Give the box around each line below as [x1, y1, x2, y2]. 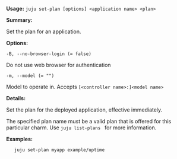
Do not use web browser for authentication [6, 62, 111, 68]
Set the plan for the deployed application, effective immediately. [6, 106, 163, 113]
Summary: [6, 17, 33, 23]
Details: [6, 95, 26, 101]
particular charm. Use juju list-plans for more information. [6, 124, 157, 131]
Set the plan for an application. [6, 28, 81, 35]
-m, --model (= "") [6, 73, 55, 79]
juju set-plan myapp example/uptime [14, 147, 105, 153]
